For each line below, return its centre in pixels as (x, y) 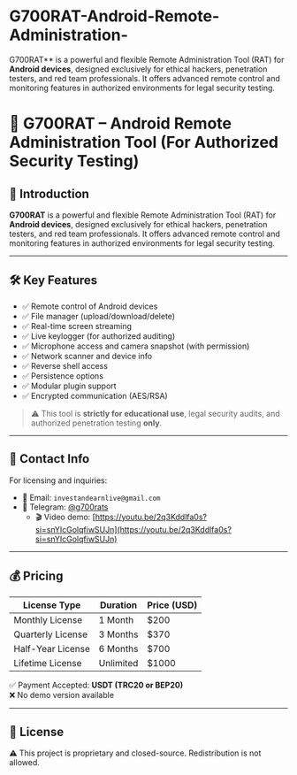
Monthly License (48, 620)
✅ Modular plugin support (69, 386)
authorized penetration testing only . (96, 423)
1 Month (116, 620)
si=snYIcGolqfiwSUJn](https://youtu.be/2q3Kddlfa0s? (133, 529)
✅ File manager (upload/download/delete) (98, 316)
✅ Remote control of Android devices (90, 306)
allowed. (24, 763)
